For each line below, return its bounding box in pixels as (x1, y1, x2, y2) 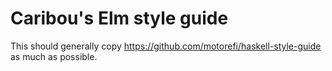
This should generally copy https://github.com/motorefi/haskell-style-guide (10, 40, 322, 52)
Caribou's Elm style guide (10, 7, 229, 30)
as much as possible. (10, 50, 98, 62)
